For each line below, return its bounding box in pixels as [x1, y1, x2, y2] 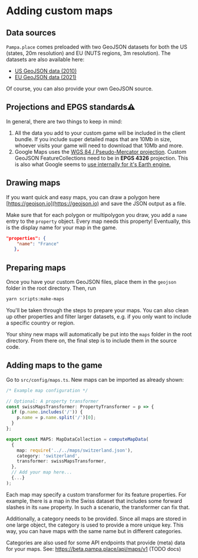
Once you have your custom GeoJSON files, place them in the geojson [6, 278, 177, 286]
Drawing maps [6, 178, 61, 188]
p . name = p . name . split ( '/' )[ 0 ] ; [16, 415, 96, 421]
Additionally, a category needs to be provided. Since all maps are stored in [6, 515, 187, 522]
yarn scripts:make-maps [6, 296, 65, 302]
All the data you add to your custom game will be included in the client [14, 129, 186, 137]
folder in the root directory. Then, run [6, 285, 96, 292]
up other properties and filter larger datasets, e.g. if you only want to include [6, 313, 192, 320]
